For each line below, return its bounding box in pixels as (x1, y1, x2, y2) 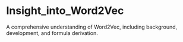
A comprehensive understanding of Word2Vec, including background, (6, 23, 178, 30)
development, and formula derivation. (6, 29, 98, 36)
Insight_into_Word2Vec (6, 4, 124, 17)
